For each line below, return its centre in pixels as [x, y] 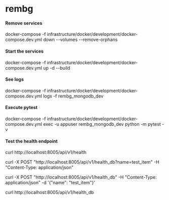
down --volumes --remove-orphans [80, 40]
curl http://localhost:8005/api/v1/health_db [50, 192]
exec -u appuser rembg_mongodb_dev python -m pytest [102, 124]
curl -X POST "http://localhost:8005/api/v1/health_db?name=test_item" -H [82, 162]
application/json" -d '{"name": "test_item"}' [50, 183]
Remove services [24, 23]
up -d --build [57, 68]
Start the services [24, 51]
